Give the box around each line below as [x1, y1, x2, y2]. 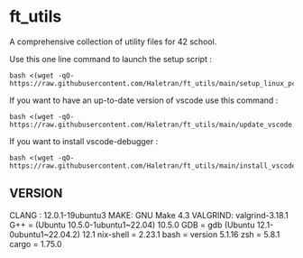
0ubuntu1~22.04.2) [9, 228, 81, 240]
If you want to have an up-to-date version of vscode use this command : [9, 95, 279, 106]
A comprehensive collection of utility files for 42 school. [9, 36, 217, 47]
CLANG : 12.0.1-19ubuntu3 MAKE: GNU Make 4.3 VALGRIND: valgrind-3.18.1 [9, 209, 289, 220]
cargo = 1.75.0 [9, 238, 62, 249]
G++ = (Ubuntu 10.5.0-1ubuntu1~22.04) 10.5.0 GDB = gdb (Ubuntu [9, 219, 255, 230]
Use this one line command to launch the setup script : [9, 53, 212, 64]
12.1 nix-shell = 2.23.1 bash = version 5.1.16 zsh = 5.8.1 [82, 228, 280, 240]
